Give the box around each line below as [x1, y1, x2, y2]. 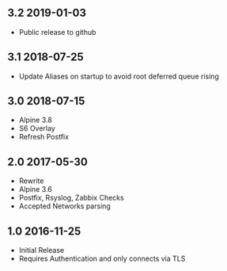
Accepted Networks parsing [18, 201, 112, 211]
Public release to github [18, 27, 96, 36]
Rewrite [18, 176, 44, 185]
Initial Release [18, 246, 65, 255]
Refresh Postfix [18, 132, 69, 142]
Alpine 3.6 [18, 185, 52, 194]
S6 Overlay [18, 124, 56, 133]
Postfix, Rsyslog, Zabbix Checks [18, 193, 124, 203]
